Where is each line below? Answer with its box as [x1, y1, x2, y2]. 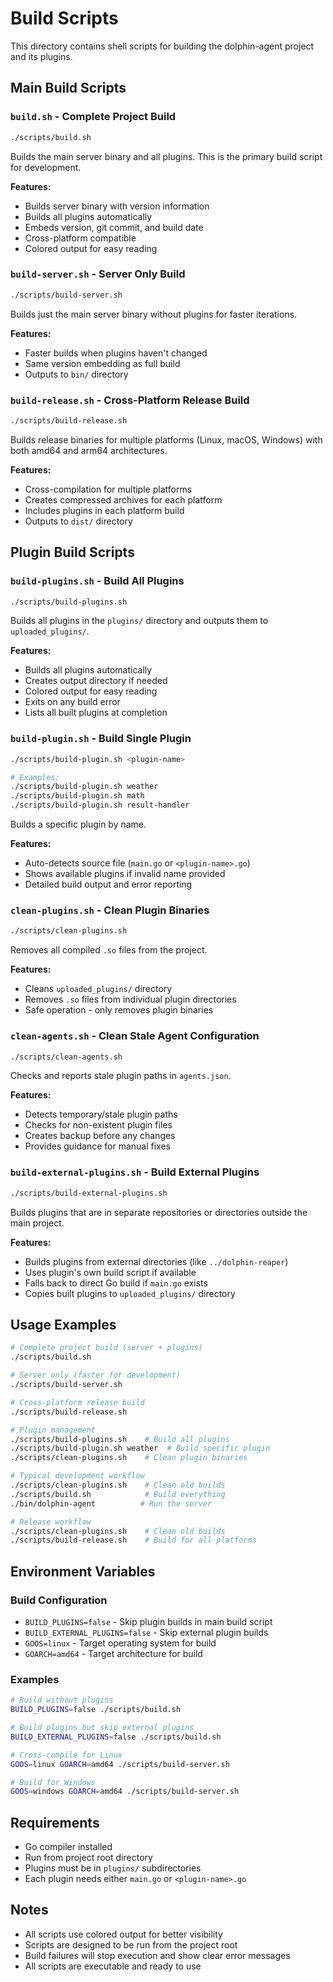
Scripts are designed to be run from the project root [24, 1938, 238, 1951]
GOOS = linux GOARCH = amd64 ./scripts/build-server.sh [10, 1759, 230, 1769]
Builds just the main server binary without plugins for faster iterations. [10, 308, 298, 320]
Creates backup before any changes [24, 1130, 176, 1142]
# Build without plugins [10, 1695, 114, 1706]
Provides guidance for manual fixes [24, 1140, 171, 1152]
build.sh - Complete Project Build [10, 110, 177, 124]
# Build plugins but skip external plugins [10, 1723, 195, 1733]
